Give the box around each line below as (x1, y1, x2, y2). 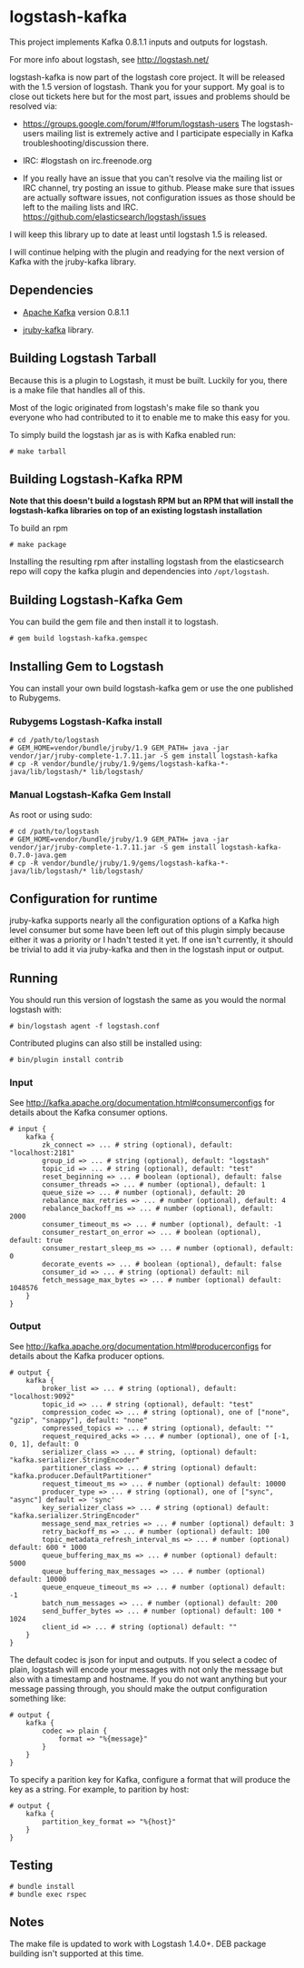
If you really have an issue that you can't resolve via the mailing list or (22, 173, 283, 184)
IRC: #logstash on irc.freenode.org (22, 154, 152, 165)
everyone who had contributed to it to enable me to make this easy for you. (9, 412, 290, 422)
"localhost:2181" (9, 1148, 75, 1158)
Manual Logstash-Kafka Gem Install (9, 789, 172, 801)
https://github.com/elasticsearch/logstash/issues (22, 211, 207, 222)
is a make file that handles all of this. (9, 384, 146, 395)
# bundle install (9, 1882, 75, 1891)
